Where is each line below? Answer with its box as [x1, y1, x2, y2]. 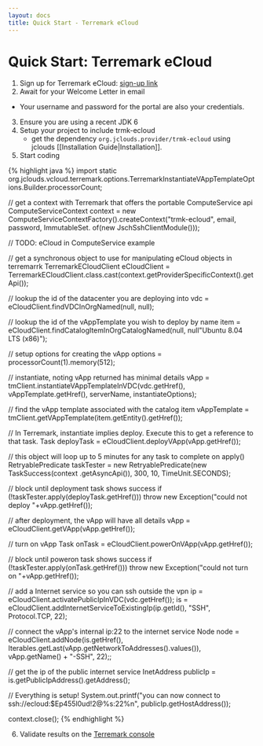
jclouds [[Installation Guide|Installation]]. [31, 142, 163, 152]
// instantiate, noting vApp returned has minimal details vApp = [8, 373, 210, 382]
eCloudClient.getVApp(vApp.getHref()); [8, 524, 136, 534]
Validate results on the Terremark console [19, 729, 155, 739]
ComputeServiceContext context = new [8, 206, 137, 216]
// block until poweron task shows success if [8, 555, 152, 564]
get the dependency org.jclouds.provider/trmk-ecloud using [31, 134, 232, 144]
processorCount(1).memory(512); [8, 358, 115, 367]
